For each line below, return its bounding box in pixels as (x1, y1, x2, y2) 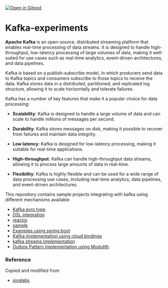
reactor (12, 217, 28, 223)
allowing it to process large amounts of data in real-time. (12, 161, 129, 167)
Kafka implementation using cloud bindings (12, 233, 102, 239)
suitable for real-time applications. (12, 146, 84, 152)
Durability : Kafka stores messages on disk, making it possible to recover (12, 125, 163, 131)
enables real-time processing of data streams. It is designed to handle (5, 44, 150, 50)
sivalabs (12, 277, 30, 283)
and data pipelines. (5, 60, 45, 66)
